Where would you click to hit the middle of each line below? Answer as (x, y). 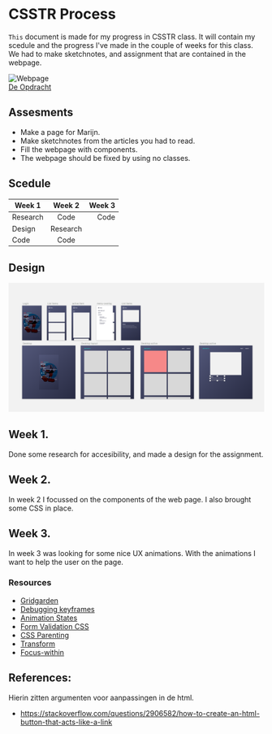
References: (40, 678)
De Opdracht (30, 87)
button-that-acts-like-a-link (66, 722)
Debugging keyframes (57, 609)
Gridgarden (39, 600)
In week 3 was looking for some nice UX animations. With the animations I (132, 553)
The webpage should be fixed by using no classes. (105, 158)
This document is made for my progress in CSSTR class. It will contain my (132, 37)
